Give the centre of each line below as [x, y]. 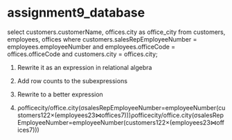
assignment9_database [76, 13]
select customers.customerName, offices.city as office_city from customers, [116, 32]
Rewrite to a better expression [60, 94]
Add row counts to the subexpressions [72, 80]
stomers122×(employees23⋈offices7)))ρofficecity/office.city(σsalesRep [120, 115]
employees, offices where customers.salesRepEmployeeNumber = [102, 39]
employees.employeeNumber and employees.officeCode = [91, 46]
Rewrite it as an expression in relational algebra [84, 67]
